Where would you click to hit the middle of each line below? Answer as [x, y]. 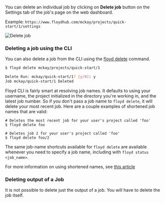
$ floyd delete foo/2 [27, 138]
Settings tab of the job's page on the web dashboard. [59, 12]
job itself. [14, 195]
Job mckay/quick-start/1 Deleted [39, 81]
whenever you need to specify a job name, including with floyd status [77, 152]
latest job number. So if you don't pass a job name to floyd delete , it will [79, 101]
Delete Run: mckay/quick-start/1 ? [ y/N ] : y [50, 77]
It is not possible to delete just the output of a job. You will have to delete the [82, 190]
